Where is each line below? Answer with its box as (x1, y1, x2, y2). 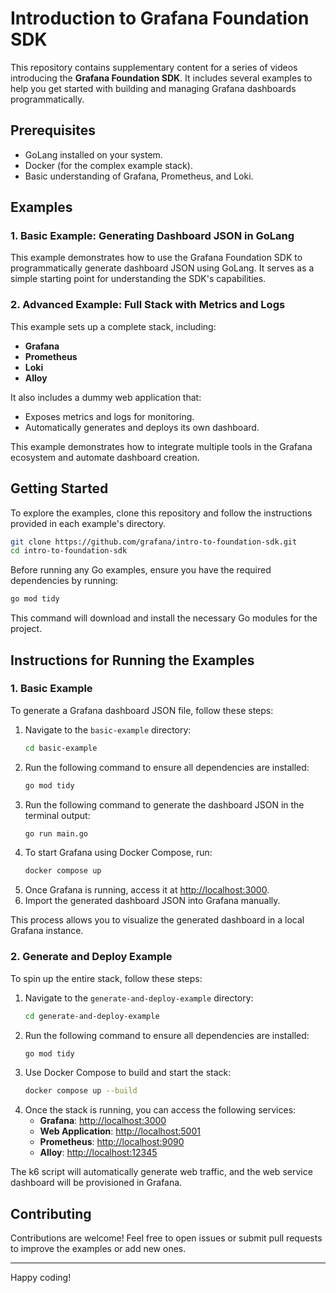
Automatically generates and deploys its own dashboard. (24, 421, 260, 433)
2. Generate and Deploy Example (10, 950, 173, 964)
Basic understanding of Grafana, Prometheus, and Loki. (24, 170, 254, 182)
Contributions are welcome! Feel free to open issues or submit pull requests (10, 1232, 323, 1244)
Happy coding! (10, 1272, 72, 1284)
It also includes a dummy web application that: (10, 391, 202, 403)
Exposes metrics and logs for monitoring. (24, 410, 195, 422)
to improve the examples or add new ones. (10, 1243, 187, 1255)
